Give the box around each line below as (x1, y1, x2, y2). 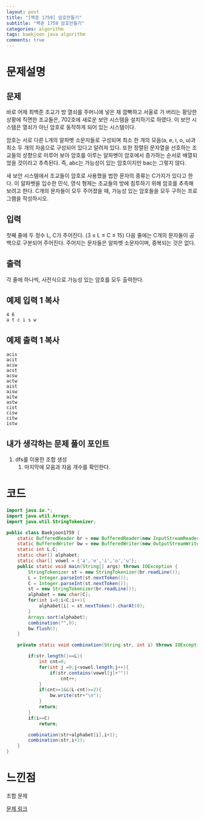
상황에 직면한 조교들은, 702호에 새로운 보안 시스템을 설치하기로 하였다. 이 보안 (6, 116, 191, 123)
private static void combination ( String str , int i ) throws (17, 642, 172, 648)
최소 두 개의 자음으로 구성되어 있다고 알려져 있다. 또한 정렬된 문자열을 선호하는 (6, 144, 191, 151)
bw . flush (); (28, 626, 59, 632)
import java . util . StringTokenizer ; (6, 518, 97, 525)
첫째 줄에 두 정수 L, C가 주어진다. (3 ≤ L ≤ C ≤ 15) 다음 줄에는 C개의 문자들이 (6, 231, 188, 238)
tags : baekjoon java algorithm (6, 32, 86, 38)
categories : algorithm (6, 25, 64, 32)
